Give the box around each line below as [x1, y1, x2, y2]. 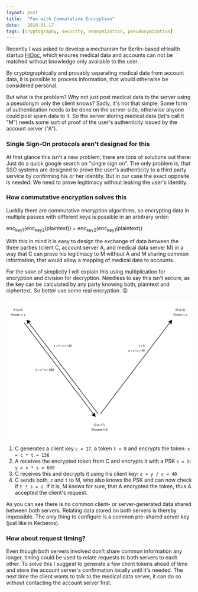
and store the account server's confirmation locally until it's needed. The [6, 566, 183, 574]
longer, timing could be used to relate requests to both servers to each [6, 553, 178, 561]
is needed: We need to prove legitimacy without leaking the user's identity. [6, 179, 188, 186]
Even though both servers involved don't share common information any [6, 548, 182, 555]
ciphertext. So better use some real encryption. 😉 [6, 287, 128, 294]
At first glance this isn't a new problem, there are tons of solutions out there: [6, 153, 191, 160]
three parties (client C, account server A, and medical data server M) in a [6, 244, 184, 251]
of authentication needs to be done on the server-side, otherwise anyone [6, 106, 184, 113]
